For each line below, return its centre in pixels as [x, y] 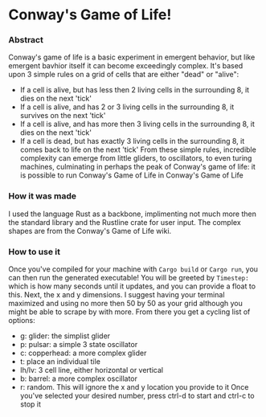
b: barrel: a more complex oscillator [79, 378]
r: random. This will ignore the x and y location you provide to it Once [134, 387]
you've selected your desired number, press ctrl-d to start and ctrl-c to [137, 396]
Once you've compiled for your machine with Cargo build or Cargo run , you [133, 269]
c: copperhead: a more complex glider [83, 353]
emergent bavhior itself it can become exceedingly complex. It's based [126, 66]
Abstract [26, 40]
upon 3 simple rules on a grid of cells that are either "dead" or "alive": [124, 75]
